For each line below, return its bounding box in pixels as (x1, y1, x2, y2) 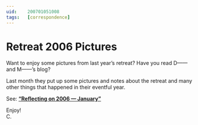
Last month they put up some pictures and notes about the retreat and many (6, 77, 193, 85)
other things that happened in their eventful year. (6, 84, 126, 91)
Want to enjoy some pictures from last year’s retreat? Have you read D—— (6, 60, 188, 67)
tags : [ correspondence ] (6, 14, 70, 20)
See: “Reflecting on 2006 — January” (6, 95, 101, 102)
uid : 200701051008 (6, 8, 60, 15)
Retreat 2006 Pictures (6, 40, 117, 54)
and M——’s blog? (6, 66, 51, 73)
